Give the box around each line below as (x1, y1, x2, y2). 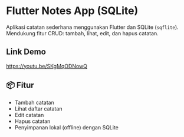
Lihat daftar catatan (14, 105, 63, 112)
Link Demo (6, 47, 46, 57)
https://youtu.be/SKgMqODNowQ (6, 62, 87, 69)
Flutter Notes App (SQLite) (6, 4, 139, 18)
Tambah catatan (14, 99, 55, 106)
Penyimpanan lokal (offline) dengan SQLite (14, 123, 119, 131)
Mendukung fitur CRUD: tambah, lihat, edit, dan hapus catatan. (6, 29, 159, 36)
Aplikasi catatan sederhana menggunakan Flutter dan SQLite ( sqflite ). (6, 24, 179, 31)
